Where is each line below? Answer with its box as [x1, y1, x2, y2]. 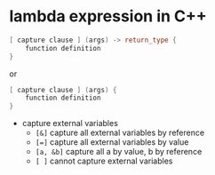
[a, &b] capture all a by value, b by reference [35, 147, 203, 157]
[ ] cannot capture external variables [35, 155, 173, 166]
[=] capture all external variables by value [35, 137, 189, 147]
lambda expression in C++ [9, 6, 207, 27]
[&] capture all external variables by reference [35, 127, 205, 139]
